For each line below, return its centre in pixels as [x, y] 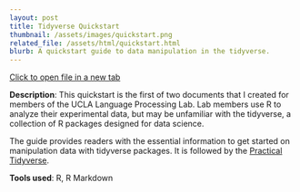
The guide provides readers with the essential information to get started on [150, 141]
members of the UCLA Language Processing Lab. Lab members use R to [145, 104]
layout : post [34, 18]
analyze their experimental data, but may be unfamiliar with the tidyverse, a [150, 114]
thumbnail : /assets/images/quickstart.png [91, 34]
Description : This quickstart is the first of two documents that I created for [149, 95]
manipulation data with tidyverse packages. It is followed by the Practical [146, 151]
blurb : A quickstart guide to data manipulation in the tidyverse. [140, 52]
